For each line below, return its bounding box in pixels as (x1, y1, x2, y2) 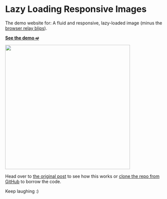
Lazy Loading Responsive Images (5, 3, 147, 15)
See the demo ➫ (5, 35, 39, 41)
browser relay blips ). (5, 25, 47, 31)
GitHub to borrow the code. (5, 178, 61, 185)
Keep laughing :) (5, 188, 39, 194)
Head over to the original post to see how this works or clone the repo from (5, 173, 160, 179)
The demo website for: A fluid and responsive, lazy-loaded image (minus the (5, 20, 163, 26)
